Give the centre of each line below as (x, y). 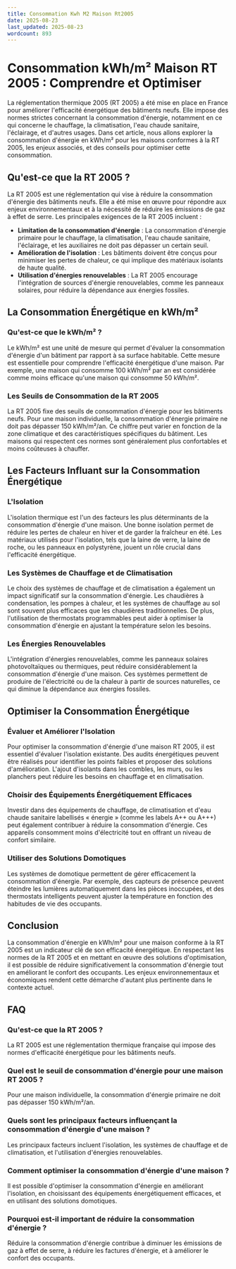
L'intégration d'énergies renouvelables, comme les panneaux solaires (108, 659)
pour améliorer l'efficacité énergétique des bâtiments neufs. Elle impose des (118, 111)
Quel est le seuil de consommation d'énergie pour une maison (115, 1070)
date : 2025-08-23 (33, 20)
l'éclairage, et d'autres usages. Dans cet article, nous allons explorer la (110, 133)
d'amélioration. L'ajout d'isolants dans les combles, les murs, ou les (105, 769)
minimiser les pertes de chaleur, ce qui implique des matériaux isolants (120, 260)
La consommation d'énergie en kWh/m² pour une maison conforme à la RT (116, 943)
